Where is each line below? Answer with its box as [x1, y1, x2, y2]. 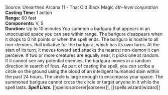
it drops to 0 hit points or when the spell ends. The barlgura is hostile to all [5, 36, 159, 42]
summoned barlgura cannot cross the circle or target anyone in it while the [5, 79, 159, 85]
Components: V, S [5, 20, 44, 26]
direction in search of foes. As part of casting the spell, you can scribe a [5, 63, 154, 69]
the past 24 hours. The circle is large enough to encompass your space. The [5, 74, 163, 79]
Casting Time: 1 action [5, 10, 53, 16]
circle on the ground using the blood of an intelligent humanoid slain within [5, 68, 159, 74]
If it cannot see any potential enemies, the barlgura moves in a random [5, 58, 151, 63]
